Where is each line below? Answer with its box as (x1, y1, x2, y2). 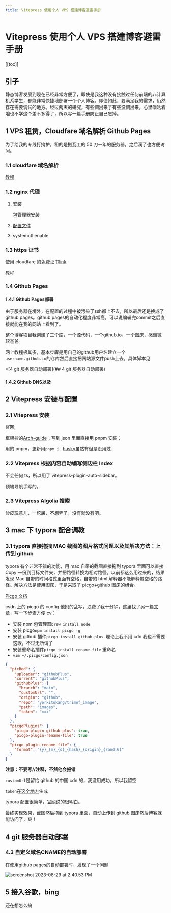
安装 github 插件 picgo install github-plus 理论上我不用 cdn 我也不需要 (12, 633, 165, 639)
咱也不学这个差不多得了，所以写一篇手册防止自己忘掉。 (5, 111, 121, 117)
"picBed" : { (10, 666, 36, 672)
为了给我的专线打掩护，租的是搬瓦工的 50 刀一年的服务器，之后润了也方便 (5, 141, 161, 148)
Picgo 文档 (5, 593, 28, 599)
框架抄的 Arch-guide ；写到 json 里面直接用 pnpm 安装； (5, 435, 122, 441)
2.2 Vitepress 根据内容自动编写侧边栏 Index (5, 460, 113, 467)
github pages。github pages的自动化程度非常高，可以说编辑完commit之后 (5, 314, 161, 321)
